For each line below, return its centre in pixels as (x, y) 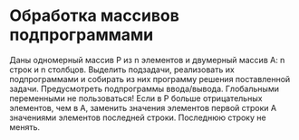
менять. (25, 126)
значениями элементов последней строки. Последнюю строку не (138, 117)
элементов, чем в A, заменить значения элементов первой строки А (143, 107)
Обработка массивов (94, 16)
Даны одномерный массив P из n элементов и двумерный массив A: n (147, 60)
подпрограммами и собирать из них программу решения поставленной (150, 79)
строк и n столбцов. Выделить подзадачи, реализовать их (122, 70)
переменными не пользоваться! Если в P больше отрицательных (136, 98)
